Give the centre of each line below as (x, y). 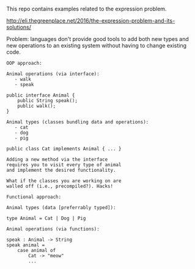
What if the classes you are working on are (64, 181)
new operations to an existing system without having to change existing (96, 46)
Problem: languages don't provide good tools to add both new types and (98, 39)
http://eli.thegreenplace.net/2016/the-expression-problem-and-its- (91, 20)
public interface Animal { (41, 95)
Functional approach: (34, 197)
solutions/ (19, 27)
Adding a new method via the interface (57, 160)
